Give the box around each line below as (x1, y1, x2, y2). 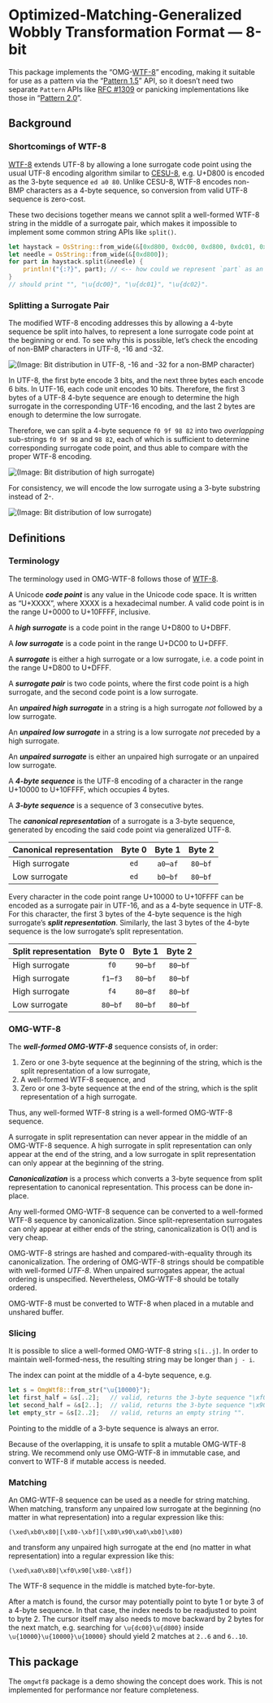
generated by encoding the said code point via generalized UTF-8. (8, 825, 232, 834)
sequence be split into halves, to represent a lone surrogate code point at (8, 327, 254, 336)
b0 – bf (157, 871, 179, 882)
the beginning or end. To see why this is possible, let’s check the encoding (8, 336, 258, 345)
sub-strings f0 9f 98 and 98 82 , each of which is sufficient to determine (8, 435, 250, 444)
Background (8, 116, 71, 131)
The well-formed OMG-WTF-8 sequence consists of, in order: (8, 1042, 219, 1051)
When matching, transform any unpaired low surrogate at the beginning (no (8, 1504, 262, 1514)
